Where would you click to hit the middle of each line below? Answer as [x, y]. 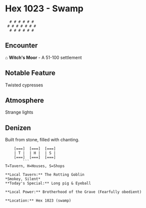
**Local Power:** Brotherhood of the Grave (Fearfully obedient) [73, 192]
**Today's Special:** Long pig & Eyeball [48, 183]
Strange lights [19, 112]
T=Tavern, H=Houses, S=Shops [35, 166]
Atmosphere [25, 100]
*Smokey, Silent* [23, 179]
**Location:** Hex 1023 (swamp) [38, 201]
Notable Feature [30, 73]
